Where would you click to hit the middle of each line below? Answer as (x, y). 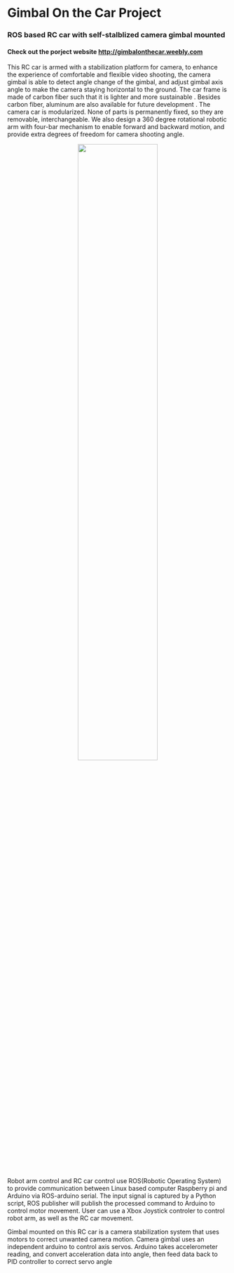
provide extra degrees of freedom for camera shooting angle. (96, 134)
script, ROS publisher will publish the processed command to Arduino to (111, 1203)
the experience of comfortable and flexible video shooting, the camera (109, 74)
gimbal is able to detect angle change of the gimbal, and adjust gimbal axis (115, 82)
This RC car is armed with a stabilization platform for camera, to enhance (113, 67)
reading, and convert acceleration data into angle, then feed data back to (113, 1254)
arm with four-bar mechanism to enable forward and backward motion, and (116, 127)
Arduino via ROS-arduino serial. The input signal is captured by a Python (112, 1196)
